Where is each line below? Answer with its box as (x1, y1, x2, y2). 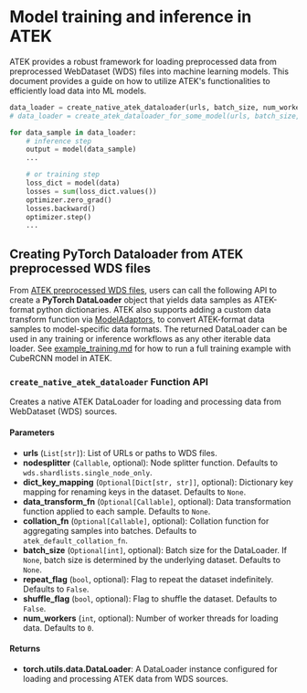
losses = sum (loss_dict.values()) (26, 187, 157, 196)
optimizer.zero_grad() (26, 195, 112, 205)
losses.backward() (26, 204, 96, 213)
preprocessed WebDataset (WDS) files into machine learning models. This (9, 66, 290, 77)
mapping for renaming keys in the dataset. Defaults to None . (22, 486, 247, 497)
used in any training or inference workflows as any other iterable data (9, 334, 271, 345)
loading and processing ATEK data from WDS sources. (22, 673, 228, 684)
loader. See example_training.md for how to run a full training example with (9, 343, 291, 354)
